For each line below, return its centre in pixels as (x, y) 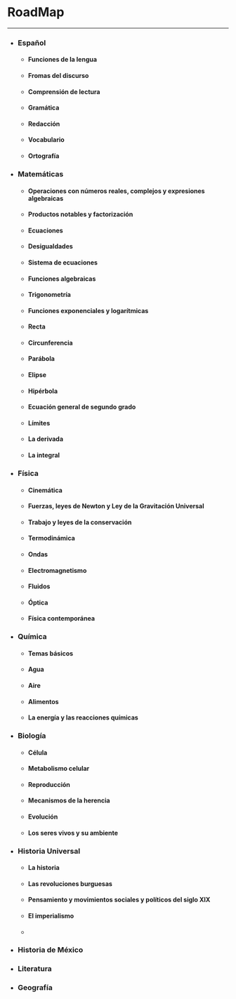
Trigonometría (50, 295)
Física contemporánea (61, 618)
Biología (32, 736)
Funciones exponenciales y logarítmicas (88, 310)
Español (32, 43)
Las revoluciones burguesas (70, 884)
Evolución (43, 817)
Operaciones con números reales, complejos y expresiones (116, 191)
